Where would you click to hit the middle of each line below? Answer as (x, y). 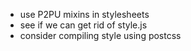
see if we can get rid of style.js (83, 25)
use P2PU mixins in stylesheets (84, 14)
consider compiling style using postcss (100, 35)
